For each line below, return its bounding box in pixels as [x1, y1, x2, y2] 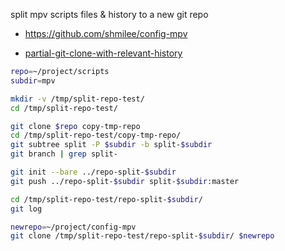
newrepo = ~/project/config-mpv [10, 222, 137, 232]
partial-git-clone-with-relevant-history [24, 47, 183, 59]
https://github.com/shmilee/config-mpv [24, 28, 188, 39]
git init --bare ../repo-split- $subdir [10, 167, 177, 177]
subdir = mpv [10, 75, 56, 86]
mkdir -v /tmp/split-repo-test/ [10, 94, 145, 104]
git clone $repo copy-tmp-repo [10, 121, 141, 131]
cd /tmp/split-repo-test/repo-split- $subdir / [10, 194, 203, 204]
